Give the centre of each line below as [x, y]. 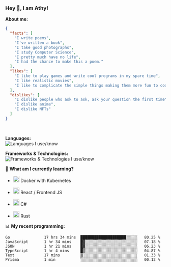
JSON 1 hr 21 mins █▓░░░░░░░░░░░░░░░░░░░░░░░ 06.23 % [83, 246]
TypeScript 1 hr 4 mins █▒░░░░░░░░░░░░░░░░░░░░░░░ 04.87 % [83, 251]
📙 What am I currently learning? [39, 169]
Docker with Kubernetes [46, 180]
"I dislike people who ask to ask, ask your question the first [84, 100]
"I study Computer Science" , [45, 52]
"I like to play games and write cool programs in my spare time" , [87, 76]
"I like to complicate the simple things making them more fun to [86, 85]
